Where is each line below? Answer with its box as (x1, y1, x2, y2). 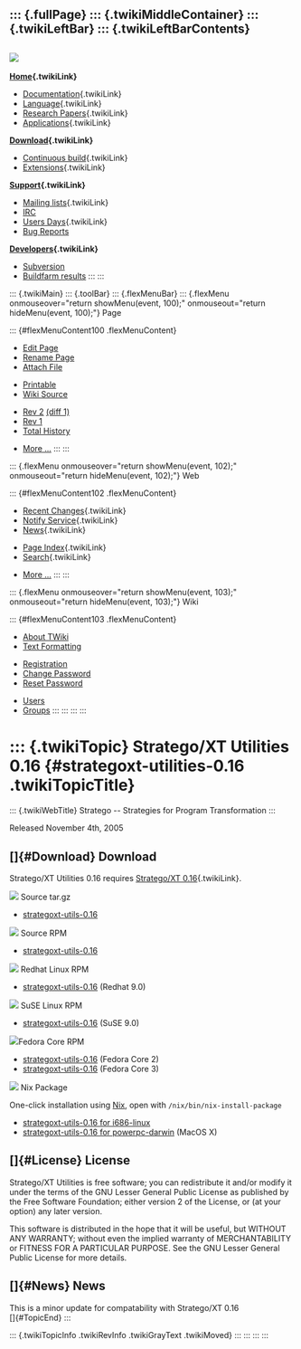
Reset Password (22, 678, 83, 689)
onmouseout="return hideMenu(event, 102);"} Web (9, 470, 200, 481)
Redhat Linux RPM (20, 964, 89, 974)
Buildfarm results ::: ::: (22, 271, 105, 281)
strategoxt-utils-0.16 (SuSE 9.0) (22, 1017, 140, 1028)
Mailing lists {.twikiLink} (22, 197, 109, 208)
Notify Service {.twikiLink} (22, 515, 118, 526)
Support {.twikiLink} (9, 180, 86, 191)
